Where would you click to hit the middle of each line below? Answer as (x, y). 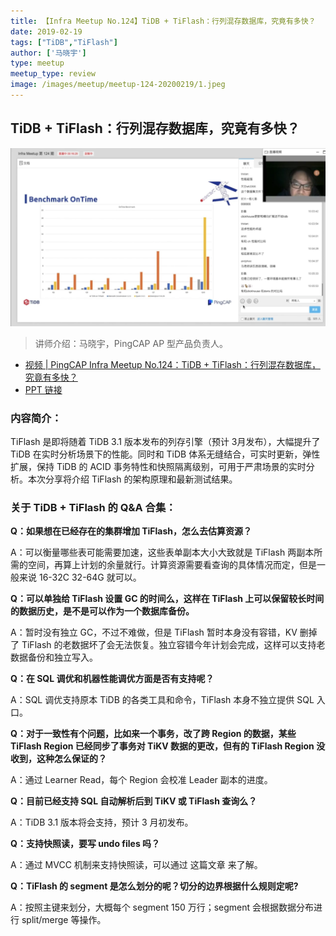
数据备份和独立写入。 (54, 657)
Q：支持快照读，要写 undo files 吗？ (85, 844)
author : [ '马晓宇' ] (48, 53)
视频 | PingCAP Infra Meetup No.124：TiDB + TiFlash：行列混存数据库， (172, 364)
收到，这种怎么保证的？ (58, 759)
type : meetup (37, 63)
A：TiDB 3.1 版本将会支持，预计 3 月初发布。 (102, 822)
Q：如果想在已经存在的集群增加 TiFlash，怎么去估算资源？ (131, 531)
